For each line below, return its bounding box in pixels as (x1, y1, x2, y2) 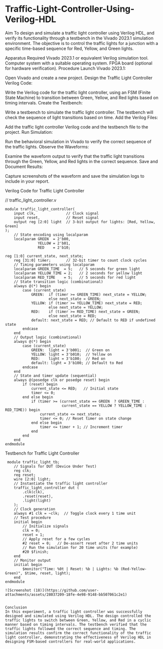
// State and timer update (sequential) (14, 373, 97, 378)
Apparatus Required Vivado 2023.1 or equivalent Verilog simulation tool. (5, 55, 149, 61)
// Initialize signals (22, 523, 69, 528)
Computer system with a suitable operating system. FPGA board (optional (5, 60, 152, 66)
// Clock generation (14, 506, 55, 511)
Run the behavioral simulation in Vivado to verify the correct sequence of (5, 138, 152, 145)
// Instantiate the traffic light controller (14, 481, 108, 486)
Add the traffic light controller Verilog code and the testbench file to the (5, 124, 148, 130)
